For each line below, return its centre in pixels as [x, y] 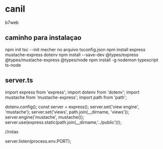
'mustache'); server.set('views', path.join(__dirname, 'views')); [67, 112]
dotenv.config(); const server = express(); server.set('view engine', [72, 107]
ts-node [13, 65]
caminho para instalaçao [43, 38]
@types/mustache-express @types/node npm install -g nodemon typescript [81, 60]
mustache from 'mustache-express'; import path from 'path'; [66, 97]
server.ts [19, 81]
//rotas [12, 131]
